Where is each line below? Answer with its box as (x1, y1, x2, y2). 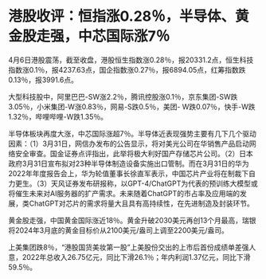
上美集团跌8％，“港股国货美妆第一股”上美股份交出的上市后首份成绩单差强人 (8, 242, 256, 252)
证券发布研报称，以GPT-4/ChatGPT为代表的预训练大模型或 (65, 179, 258, 188)
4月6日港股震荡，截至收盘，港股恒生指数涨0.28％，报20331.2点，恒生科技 (8, 55, 254, 65)
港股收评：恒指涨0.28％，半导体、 (8, 7, 236, 26)
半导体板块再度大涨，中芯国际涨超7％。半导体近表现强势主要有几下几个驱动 (8, 128, 256, 138)
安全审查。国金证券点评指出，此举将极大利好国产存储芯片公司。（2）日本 (14, 148, 253, 158)
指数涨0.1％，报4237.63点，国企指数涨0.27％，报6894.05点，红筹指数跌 (8, 65, 246, 74)
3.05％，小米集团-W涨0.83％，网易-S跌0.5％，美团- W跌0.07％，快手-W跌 (8, 101, 256, 112)
